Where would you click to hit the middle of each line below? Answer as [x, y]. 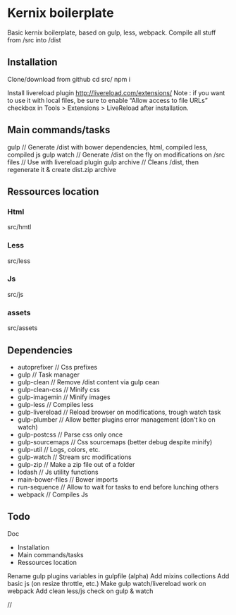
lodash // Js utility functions [58, 472]
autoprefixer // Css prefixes [57, 367]
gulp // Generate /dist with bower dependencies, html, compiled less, [107, 147]
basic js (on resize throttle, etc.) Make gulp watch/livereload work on [107, 583]
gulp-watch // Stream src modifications [74, 457]
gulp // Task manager [48, 375]
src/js [15, 294]
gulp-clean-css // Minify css [58, 389]
